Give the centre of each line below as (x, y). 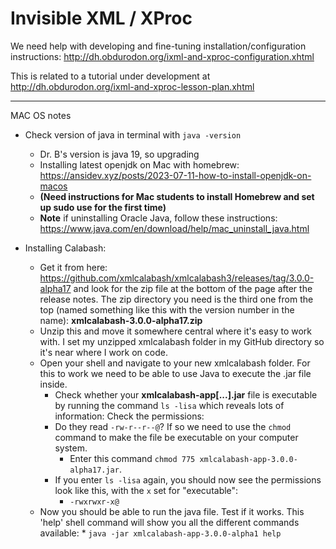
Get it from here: (73, 267)
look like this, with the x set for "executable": (146, 490)
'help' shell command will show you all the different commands (169, 522)
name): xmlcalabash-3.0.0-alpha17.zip (121, 320)
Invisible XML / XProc (101, 18)
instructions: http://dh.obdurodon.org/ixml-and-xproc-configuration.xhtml (162, 56)
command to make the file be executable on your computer (176, 437)
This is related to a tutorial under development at (110, 76)
